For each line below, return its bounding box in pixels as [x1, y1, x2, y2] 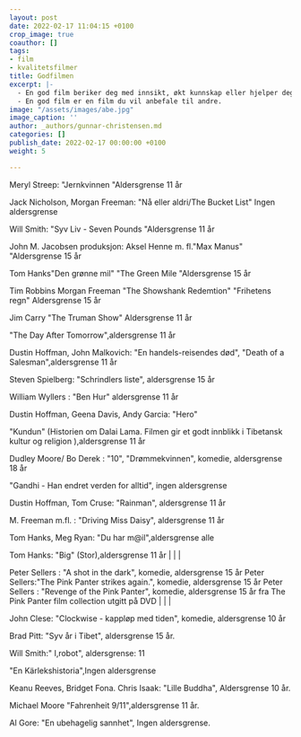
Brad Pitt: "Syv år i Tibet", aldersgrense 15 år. [9, 630, 176, 641]
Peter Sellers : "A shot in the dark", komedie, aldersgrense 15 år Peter [9, 566, 264, 577]
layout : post [9, 13, 58, 22]
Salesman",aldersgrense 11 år [9, 356, 118, 367]
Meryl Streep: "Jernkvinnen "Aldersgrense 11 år [9, 179, 183, 189]
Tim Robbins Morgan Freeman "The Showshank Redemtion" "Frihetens [9, 285, 271, 296]
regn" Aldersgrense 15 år [9, 294, 101, 305]
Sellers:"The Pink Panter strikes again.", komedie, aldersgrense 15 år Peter [9, 576, 284, 587]
